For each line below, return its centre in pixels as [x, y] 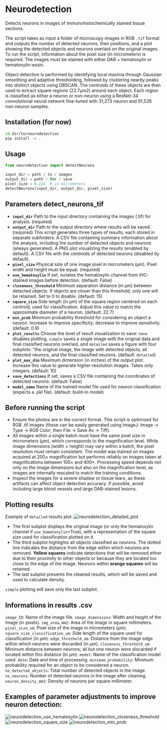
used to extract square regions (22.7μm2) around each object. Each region [82, 90]
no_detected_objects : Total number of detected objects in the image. [76, 670]
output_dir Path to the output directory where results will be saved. [82, 227]
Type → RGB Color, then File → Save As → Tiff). [61, 430]
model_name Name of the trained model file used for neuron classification [86, 386]
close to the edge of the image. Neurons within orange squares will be [85, 564]
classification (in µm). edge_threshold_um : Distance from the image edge [79, 638]
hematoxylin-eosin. [25, 65]
